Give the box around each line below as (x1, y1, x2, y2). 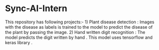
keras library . (5, 39, 33, 45)
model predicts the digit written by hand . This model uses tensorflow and (5, 34, 153, 40)
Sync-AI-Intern (5, 3, 68, 14)
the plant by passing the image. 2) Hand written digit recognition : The (5, 29, 146, 35)
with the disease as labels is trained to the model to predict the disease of (5, 24, 153, 30)
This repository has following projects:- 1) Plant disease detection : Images (5, 19, 155, 25)
